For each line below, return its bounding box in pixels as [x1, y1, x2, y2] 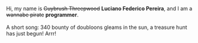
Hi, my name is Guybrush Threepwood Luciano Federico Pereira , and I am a [6, 5, 193, 12]
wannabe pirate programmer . [6, 11, 79, 18]
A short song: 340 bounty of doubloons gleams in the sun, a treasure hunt [6, 24, 188, 31]
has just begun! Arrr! [6, 30, 56, 37]
